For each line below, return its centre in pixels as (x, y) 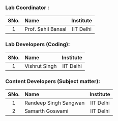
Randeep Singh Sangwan (55, 103)
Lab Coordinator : (27, 8)
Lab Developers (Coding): (38, 45)
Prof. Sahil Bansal (46, 29)
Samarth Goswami (47, 111)
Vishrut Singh (41, 66)
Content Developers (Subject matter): (53, 81)
